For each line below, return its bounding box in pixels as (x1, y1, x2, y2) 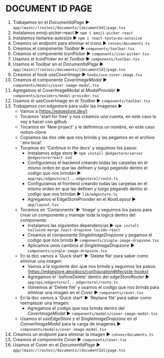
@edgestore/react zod (27, 155, 72, 160)
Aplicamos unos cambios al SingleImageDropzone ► (27, 242, 135, 248)
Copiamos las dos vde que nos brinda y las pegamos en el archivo (20, 134, 155, 140)
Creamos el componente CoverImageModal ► (12, 77, 107, 83)
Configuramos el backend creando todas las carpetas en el (27, 160, 148, 165)
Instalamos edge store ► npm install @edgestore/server (27, 150, 143, 156)
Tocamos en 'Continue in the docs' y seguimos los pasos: (20, 145, 137, 151)
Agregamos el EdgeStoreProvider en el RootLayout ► (27, 196, 136, 202)
